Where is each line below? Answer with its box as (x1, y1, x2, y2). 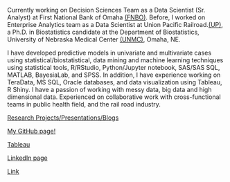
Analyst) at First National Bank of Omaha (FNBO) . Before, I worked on (7, 13, 206, 21)
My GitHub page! (7, 127, 56, 135)
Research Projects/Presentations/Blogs (7, 113, 119, 122)
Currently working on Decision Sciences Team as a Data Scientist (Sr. (7, 6, 206, 14)
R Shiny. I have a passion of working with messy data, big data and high (7, 86, 212, 93)
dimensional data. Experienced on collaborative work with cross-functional (7, 93, 221, 101)
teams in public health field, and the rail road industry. (7, 100, 161, 108)
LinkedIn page (7, 154, 48, 162)
